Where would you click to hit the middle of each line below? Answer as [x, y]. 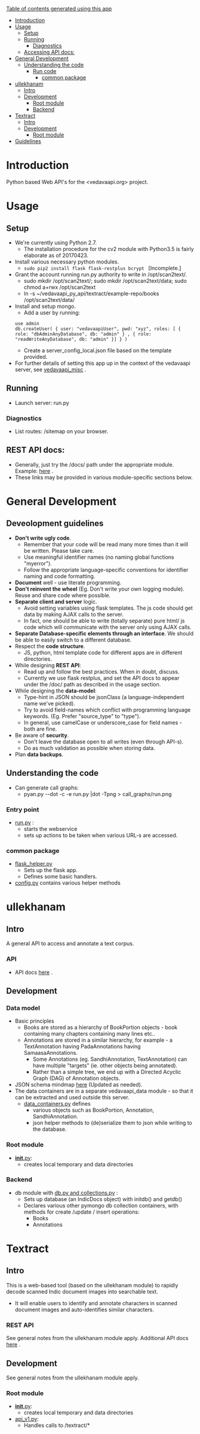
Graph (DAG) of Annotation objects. [76, 1078]
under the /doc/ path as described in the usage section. [92, 684]
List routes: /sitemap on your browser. [61, 431]
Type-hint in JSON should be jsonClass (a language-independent [104, 697]
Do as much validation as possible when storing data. [89, 748]
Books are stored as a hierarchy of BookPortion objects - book [101, 1027]
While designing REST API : [48, 665]
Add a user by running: [52, 312]
